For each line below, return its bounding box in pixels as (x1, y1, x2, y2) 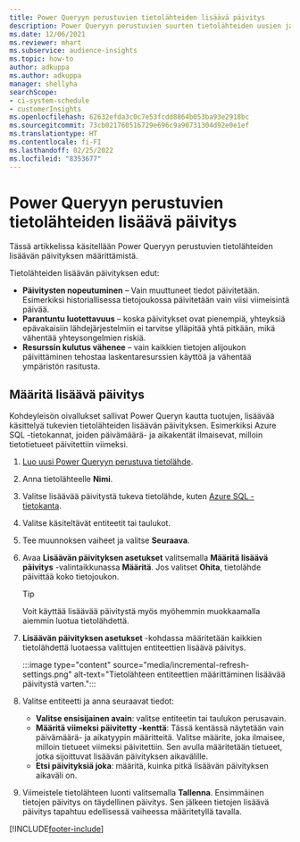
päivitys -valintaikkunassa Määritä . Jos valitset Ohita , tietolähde (21, 562, 262, 572)
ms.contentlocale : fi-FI (9, 138, 102, 146)
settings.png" (21, 669, 73, 679)
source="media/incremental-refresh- (112, 660, 250, 671)
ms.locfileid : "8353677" (9, 154, 102, 163)
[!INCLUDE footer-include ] (9, 823, 104, 835)
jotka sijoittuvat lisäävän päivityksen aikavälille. (35, 751, 209, 762)
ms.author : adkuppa (9, 71, 82, 80)
